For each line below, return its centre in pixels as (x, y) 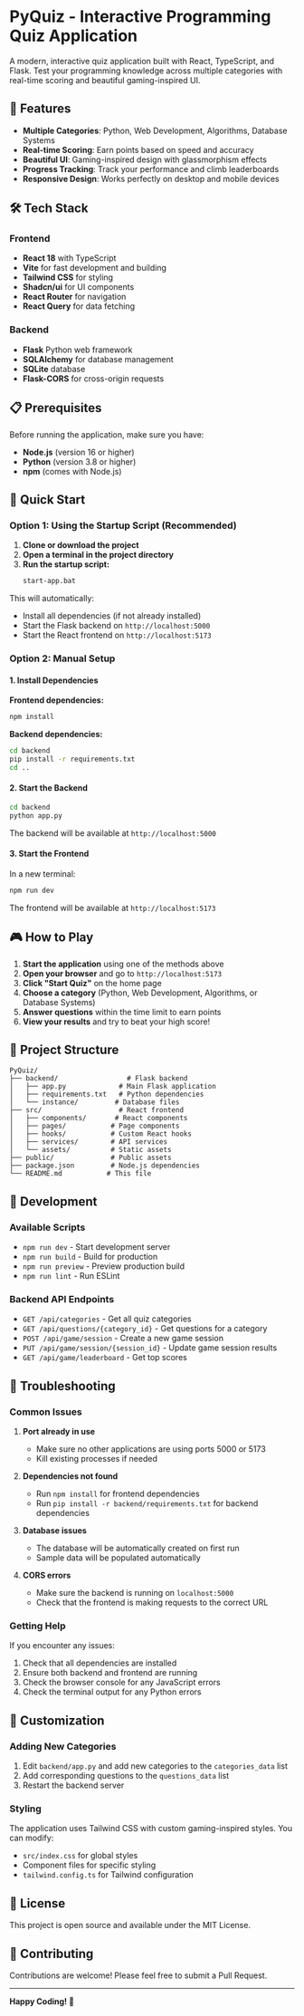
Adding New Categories (63, 1746)
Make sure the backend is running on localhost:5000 (135, 1593)
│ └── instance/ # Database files (95, 1102)
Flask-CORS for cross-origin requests (93, 379)
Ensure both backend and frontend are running (110, 1673)
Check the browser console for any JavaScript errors (121, 1683)
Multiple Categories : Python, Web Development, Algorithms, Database (155, 130)
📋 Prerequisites (56, 408)
